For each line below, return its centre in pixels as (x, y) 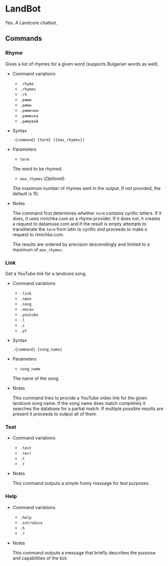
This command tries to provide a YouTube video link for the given (80, 398)
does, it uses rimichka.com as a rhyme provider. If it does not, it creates (86, 218)
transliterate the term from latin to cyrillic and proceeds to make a (80, 229)
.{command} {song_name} (37, 349)
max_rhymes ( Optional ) (42, 178)
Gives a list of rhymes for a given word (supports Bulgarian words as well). (82, 64)
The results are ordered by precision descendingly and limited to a (81, 244)
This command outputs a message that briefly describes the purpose (84, 552)
